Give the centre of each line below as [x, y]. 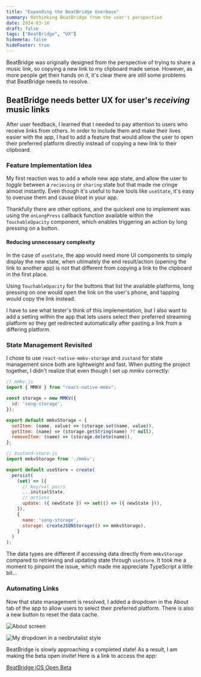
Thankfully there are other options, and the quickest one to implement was [98, 209]
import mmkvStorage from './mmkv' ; [51, 459]
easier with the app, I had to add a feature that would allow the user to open [100, 137]
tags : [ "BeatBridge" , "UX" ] [41, 34]
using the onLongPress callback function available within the [80, 215]
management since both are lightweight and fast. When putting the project [98, 364]
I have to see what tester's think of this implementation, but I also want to [97, 310]
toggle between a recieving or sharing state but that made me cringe [92, 184]
